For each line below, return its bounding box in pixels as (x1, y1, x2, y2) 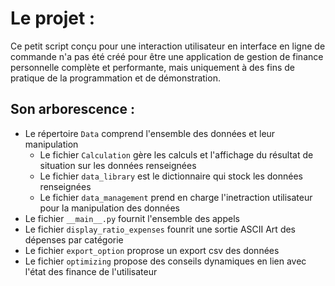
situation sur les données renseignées (39, 159, 197, 171)
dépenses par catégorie (24, 233, 124, 246)
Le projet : (10, 7, 96, 30)
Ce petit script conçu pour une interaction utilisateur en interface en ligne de (10, 40, 326, 52)
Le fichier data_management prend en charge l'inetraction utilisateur (39, 191, 313, 203)
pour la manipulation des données (39, 202, 180, 214)
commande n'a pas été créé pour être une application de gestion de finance (10, 50, 324, 62)
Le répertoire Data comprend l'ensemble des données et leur (24, 127, 276, 139)
